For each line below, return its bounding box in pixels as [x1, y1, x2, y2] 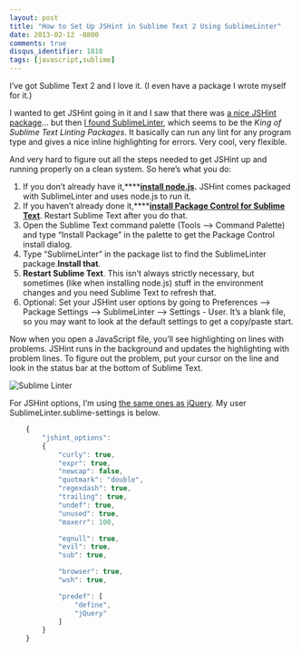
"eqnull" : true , [57, 534, 120, 543]
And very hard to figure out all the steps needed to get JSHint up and [9, 154, 267, 164]
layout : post [9, 13, 59, 23]
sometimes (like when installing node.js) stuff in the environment [22, 277, 265, 288]
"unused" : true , [57, 509, 120, 518]
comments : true [9, 38, 67, 48]
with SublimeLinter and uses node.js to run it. [22, 191, 192, 201]
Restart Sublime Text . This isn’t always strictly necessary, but [22, 268, 255, 278]
